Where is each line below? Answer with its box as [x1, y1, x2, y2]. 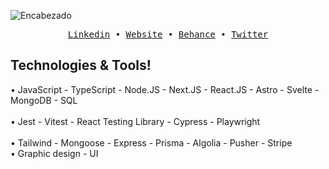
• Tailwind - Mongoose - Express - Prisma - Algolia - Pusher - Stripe [10, 136, 293, 149]
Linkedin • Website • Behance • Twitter [67, 29, 269, 40]
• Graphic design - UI [10, 147, 99, 159]
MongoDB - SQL [10, 94, 78, 106]
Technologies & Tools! [10, 57, 152, 74]
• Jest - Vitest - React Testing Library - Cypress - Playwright [10, 115, 261, 127]
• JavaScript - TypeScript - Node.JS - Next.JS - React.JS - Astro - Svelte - [10, 83, 320, 95]
